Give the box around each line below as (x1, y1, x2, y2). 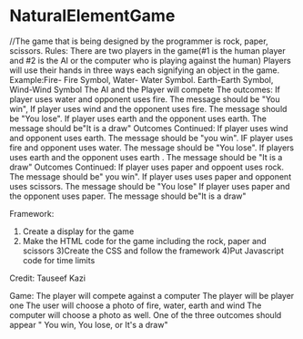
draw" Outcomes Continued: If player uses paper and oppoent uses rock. (9, 161, 285, 172)
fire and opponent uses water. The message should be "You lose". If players (9, 142, 294, 153)
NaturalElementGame (9, 5, 176, 26)
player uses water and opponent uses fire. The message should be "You (9, 93, 280, 105)
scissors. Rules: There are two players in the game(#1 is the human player (9, 45, 286, 56)
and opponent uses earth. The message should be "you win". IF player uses (9, 132, 294, 143)
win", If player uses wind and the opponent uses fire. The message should (9, 103, 288, 114)
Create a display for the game (22, 225, 135, 237)
